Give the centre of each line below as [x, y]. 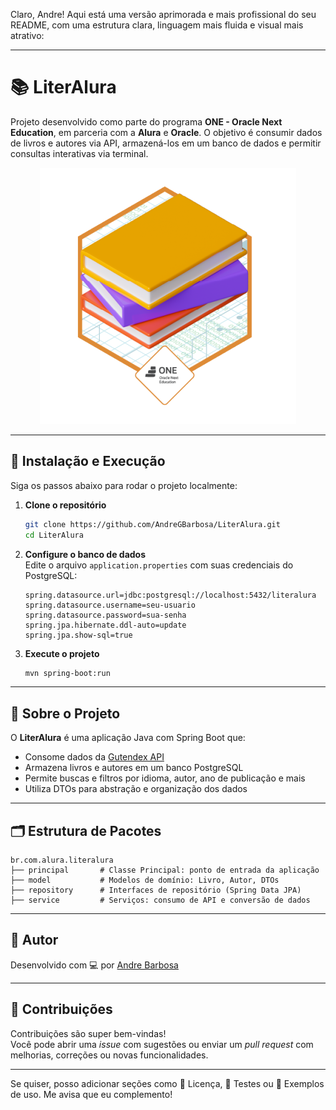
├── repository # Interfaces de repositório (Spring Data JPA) [156, 890]
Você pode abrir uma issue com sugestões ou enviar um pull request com [162, 1044]
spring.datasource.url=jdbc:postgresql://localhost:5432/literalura [170, 595]
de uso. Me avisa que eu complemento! [91, 1094]
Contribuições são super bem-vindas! [88, 1033]
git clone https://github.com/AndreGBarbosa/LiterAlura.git [152, 524]
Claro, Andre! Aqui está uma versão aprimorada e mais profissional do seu [163, 14]
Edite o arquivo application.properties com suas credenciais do [159, 565]
